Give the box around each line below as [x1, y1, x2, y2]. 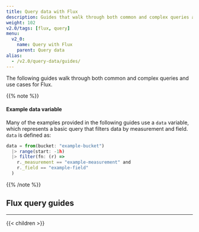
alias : [6, 53, 23, 59]
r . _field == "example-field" [17, 165, 89, 171]
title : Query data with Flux [6, 8, 78, 15]
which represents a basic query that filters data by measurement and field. [6, 125, 188, 132]
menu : [6, 31, 20, 37]
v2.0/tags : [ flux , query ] [6, 25, 70, 31]
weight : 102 [6, 20, 36, 25]
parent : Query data [17, 47, 65, 53]
